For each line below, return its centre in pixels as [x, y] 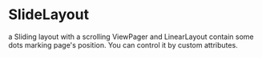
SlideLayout [49, 15]
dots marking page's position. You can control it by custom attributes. [123, 44]
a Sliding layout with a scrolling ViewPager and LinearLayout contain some [131, 37]
